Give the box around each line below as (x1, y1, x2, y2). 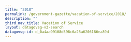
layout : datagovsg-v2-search (5, 25, 64, 30)
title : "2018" (5, 7, 34, 12)
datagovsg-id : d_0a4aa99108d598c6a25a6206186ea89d (5, 29, 109, 34)
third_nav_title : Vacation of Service (5, 20, 83, 26)
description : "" (5, 16, 38, 21)
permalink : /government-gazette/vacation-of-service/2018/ (5, 12, 127, 16)
